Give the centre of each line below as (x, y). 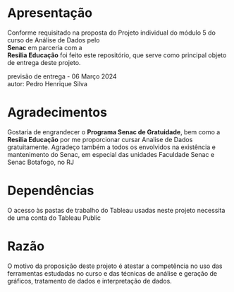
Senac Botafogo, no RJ (41, 162)
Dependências (51, 191)
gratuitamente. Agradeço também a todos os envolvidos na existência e (112, 147)
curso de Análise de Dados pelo (54, 40)
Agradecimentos (57, 113)
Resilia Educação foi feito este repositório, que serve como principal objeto (117, 55)
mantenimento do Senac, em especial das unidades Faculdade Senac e (111, 154)
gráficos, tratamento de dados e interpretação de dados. (90, 281)
